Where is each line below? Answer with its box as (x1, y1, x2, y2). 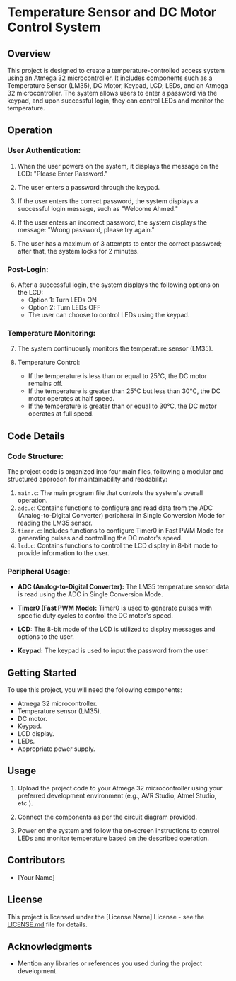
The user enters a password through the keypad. (17, 183, 160, 191)
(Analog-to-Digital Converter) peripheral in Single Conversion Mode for (17, 511, 225, 519)
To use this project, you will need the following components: (7, 686, 182, 694)
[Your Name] (17, 873, 55, 882)
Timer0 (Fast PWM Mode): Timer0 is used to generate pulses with (17, 603, 213, 613)
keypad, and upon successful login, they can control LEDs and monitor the (7, 96, 225, 105)
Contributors (7, 854, 66, 866)
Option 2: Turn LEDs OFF (28, 302, 101, 312)
